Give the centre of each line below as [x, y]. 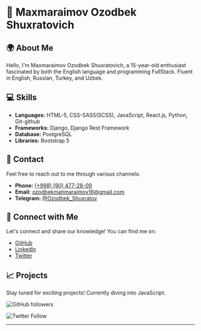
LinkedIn [25, 249]
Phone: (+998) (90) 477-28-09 [54, 185]
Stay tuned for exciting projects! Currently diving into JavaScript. [86, 293]
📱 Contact [25, 159]
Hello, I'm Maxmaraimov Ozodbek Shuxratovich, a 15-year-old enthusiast [96, 65]
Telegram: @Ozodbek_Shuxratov [56, 198]
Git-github [28, 121]
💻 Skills [22, 97]
